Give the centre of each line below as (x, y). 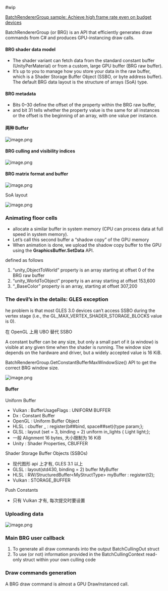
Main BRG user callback (35, 538)
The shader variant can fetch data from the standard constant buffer (83, 61)
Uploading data (24, 514)
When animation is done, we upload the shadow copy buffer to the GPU (87, 245)
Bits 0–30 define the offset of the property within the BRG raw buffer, (84, 105)
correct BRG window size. (32, 368)
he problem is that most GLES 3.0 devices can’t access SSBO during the (80, 310)
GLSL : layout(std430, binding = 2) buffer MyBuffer (65, 469)
